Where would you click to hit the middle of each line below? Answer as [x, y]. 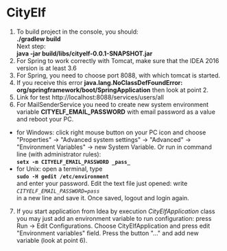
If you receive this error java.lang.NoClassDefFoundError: [99, 82]
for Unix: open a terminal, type [59, 169]
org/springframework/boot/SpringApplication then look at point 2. [112, 90]
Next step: [31, 46]
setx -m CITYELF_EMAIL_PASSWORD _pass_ [73, 162]
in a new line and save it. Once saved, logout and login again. [103, 198]
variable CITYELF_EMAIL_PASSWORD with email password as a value [116, 112]
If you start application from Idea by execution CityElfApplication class [116, 211]
